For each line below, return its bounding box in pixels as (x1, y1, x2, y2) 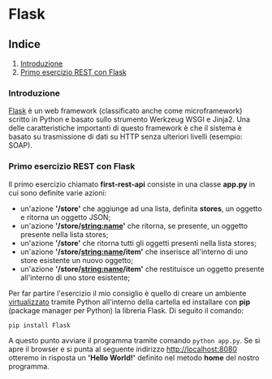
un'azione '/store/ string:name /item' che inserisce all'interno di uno (19, 247, 248, 256)
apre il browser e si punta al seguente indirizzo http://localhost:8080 (8, 344, 238, 354)
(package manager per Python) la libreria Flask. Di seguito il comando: (8, 305, 244, 315)
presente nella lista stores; (19, 229, 109, 239)
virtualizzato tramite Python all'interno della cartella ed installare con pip (8, 297, 250, 307)
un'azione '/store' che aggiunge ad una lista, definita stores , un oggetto (19, 204, 262, 213)
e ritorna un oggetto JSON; (19, 212, 111, 222)
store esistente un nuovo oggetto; (19, 255, 134, 265)
